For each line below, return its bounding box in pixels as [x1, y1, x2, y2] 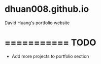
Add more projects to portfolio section [11, 53, 89, 59]
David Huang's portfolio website [4, 20, 70, 26]
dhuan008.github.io [4, 3, 89, 15]
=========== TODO [4, 37, 97, 48]
